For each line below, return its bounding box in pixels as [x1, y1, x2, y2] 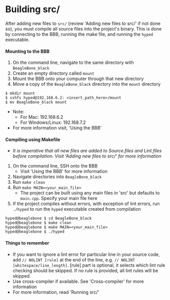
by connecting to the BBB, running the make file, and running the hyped [5, 31, 153, 37]
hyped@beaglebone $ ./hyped [5, 229, 65, 235]
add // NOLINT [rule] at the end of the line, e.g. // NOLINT [12, 256, 135, 262]
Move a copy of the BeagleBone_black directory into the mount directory [12, 81, 161, 87]
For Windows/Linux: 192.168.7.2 [20, 119, 86, 125]
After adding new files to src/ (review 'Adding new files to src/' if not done [5, 20, 161, 26]
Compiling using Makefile [5, 136, 60, 143]
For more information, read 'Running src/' [12, 289, 99, 295]
